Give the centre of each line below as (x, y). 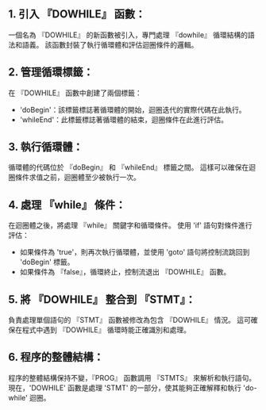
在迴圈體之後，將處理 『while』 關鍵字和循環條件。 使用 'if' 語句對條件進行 (130, 225)
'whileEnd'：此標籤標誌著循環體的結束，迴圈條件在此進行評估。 (124, 119)
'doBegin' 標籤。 (47, 262)
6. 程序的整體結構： (56, 357)
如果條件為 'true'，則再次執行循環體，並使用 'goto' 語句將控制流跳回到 (135, 252)
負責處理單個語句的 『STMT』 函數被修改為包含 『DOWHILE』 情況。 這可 (130, 320)
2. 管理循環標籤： (51, 73)
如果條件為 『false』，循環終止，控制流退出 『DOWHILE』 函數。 (125, 272)
